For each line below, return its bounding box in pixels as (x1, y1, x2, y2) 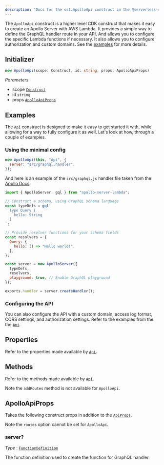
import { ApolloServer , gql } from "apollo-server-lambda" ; (5, 190, 130, 195)
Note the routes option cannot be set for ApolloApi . (5, 422, 108, 427)
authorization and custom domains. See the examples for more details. (5, 41, 147, 47)
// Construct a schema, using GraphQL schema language (5, 198, 119, 204)
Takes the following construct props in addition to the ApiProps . (5, 412, 132, 418)
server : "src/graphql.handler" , (9, 162, 76, 167)
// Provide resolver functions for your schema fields (5, 230, 119, 235)
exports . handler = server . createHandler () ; (5, 289, 95, 293)
